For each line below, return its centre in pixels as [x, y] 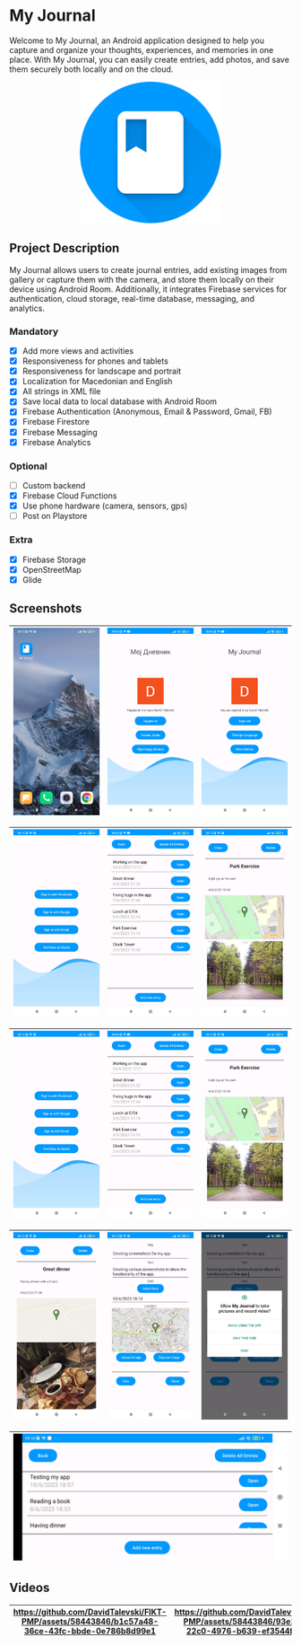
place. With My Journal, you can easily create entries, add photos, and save [149, 59]
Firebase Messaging [60, 432]
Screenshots [46, 608]
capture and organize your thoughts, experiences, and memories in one [142, 49]
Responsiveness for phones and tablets [95, 361]
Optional [28, 466]
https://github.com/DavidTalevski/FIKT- [90, 1612]
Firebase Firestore [56, 422]
